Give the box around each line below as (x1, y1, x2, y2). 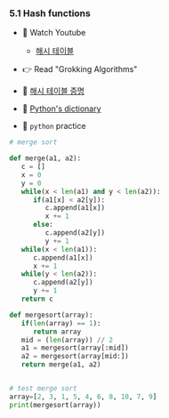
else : (32, 221, 53, 229)
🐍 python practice (21, 121, 86, 132)
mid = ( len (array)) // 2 (20, 335, 114, 344)
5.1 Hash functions (9, 7, 91, 20)
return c (20, 294, 53, 304)
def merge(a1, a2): (9, 154, 82, 163)
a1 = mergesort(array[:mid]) (20, 343, 129, 353)
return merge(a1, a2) (20, 360, 101, 369)
